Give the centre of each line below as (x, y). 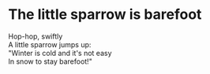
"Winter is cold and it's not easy (60, 53)
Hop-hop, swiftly (36, 36)
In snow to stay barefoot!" (50, 61)
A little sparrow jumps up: (50, 44)
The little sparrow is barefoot (105, 15)
